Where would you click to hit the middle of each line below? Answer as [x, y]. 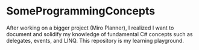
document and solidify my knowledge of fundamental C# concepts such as [99, 34]
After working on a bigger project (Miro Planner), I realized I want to [90, 28]
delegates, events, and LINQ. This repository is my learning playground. [95, 40]
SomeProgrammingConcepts [81, 11]
